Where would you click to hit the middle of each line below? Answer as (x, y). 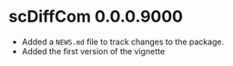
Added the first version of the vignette (93, 51)
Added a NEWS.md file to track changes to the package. (123, 42)
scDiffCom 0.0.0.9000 (96, 17)
